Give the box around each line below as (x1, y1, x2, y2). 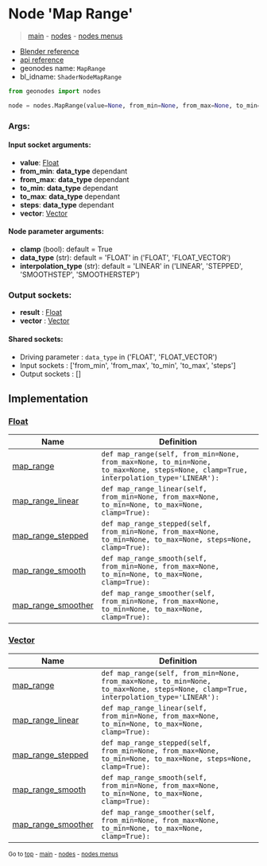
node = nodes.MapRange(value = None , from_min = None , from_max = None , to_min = (8, 101, 261, 110)
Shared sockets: (8, 334, 64, 344)
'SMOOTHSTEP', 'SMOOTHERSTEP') (19, 270, 141, 279)
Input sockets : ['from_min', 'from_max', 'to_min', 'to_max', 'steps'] (19, 360, 236, 370)
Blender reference (19, 46, 79, 56)
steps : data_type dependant (19, 200, 114, 209)
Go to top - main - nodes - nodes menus (8, 850, 119, 858)
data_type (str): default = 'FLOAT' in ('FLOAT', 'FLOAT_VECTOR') (19, 253, 231, 262)
